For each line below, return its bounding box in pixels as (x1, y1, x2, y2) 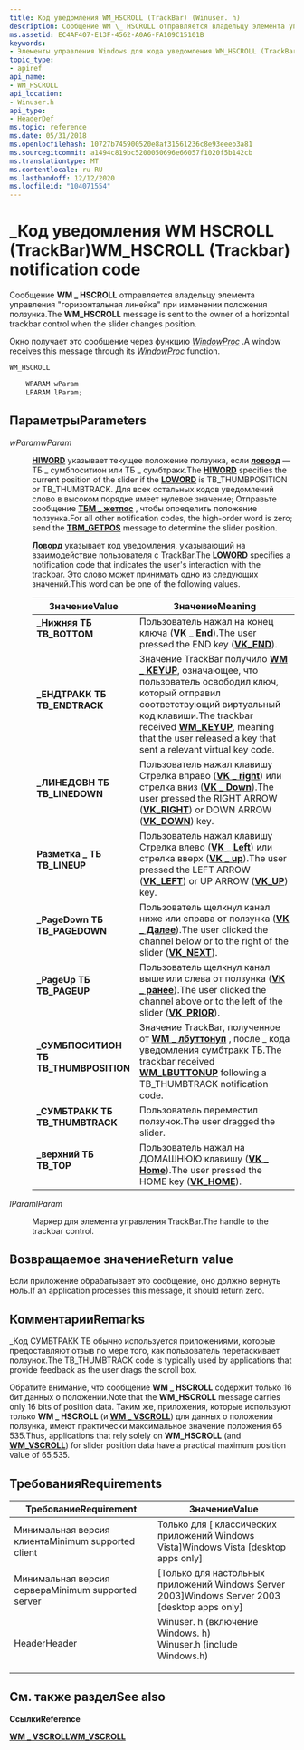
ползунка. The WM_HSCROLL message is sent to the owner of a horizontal (9, 309, 290, 320)
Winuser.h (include (157, 1638, 238, 1650)
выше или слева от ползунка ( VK (138, 972, 286, 985)
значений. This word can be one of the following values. (32, 578, 242, 589)
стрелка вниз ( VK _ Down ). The (138, 781, 274, 793)
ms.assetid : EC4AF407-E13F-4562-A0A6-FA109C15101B (9, 30, 204, 39)
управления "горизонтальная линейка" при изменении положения (9, 299, 268, 310)
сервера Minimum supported (14, 1583, 138, 1596)
